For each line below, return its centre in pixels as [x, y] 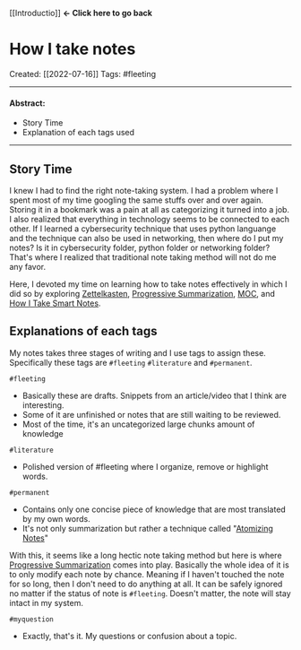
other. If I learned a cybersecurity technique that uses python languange [143, 229]
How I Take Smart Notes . [55, 303]
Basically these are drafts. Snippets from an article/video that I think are [154, 395]
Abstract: [27, 103]
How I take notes [73, 49]
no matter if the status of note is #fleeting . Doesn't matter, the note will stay [150, 593]
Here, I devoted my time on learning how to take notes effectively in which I [148, 284]
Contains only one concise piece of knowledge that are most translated [154, 509]
